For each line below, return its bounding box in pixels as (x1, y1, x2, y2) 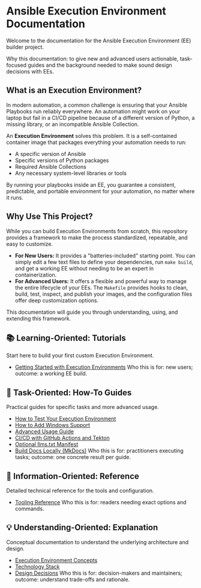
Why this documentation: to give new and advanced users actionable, (6, 55, 179, 62)
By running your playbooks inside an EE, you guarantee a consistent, (6, 181, 176, 188)
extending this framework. (6, 314, 71, 322)
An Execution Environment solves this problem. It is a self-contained (6, 132, 177, 139)
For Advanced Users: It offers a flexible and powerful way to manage (14, 277, 187, 284)
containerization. (14, 271, 57, 278)
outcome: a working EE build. (14, 370, 88, 377)
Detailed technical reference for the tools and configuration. (6, 487, 154, 494)
